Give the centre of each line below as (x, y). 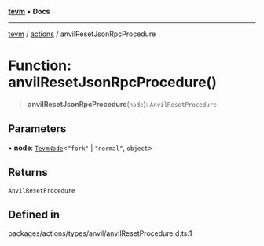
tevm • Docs (29, 11)
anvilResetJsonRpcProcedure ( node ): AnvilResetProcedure (122, 104)
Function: (40, 66)
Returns (28, 173)
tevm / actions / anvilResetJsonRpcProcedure (82, 34)
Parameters (37, 129)
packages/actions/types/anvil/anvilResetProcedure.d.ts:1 (100, 233)
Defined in (34, 214)
